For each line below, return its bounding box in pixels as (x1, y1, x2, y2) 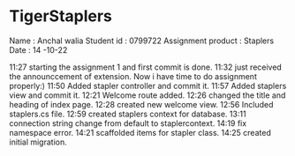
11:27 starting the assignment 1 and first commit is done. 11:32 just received (9, 62, 283, 72)
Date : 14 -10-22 (9, 44, 68, 55)
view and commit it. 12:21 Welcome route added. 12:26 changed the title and (9, 90, 286, 100)
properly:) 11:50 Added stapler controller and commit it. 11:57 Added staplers (9, 80, 287, 91)
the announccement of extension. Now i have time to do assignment (9, 71, 258, 81)
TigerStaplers (9, 6, 113, 26)
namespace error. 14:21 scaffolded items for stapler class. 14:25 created (9, 127, 271, 137)
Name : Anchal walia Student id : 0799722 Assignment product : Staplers (9, 35, 275, 46)
